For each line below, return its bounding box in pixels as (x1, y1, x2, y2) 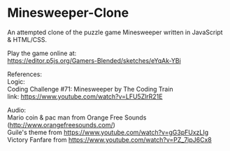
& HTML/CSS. (7, 35, 48, 43)
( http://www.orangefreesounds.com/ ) (7, 120, 115, 129)
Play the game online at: (7, 49, 77, 57)
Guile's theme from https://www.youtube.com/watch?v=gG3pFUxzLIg (7, 128, 209, 136)
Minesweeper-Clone (7, 5, 129, 21)
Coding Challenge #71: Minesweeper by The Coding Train (7, 85, 173, 93)
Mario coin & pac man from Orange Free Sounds (7, 113, 147, 122)
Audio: (7, 106, 27, 114)
